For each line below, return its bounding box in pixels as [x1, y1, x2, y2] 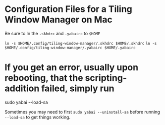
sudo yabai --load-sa [4, 99, 48, 105]
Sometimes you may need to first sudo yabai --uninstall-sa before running [4, 109, 161, 115]
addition [4, 83, 40, 94]
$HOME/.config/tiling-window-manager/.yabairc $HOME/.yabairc [4, 45, 136, 50]
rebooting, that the [4, 72, 83, 84]
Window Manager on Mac [4, 14, 112, 25]
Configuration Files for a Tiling [4, 3, 132, 15]
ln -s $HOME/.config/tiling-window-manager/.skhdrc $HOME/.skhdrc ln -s [4, 41, 157, 46]
